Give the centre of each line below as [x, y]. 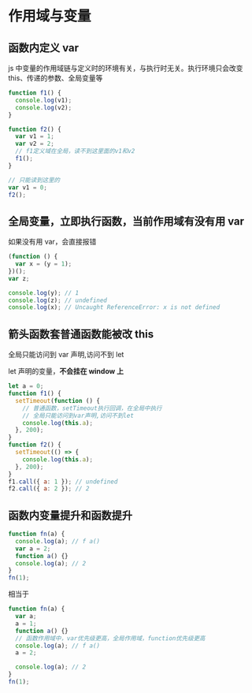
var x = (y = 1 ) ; [44, 264]
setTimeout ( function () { [58, 401]
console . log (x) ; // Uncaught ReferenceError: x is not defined [114, 307]
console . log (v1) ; [44, 100]
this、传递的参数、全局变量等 [56, 78]
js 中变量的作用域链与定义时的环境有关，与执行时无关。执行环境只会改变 [126, 68]
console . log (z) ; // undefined [58, 300]
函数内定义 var [44, 48]
